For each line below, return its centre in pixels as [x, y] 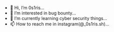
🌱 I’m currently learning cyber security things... [59, 18]
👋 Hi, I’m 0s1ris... [27, 8]
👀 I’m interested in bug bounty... [43, 13]
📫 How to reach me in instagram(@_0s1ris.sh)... [60, 24]
